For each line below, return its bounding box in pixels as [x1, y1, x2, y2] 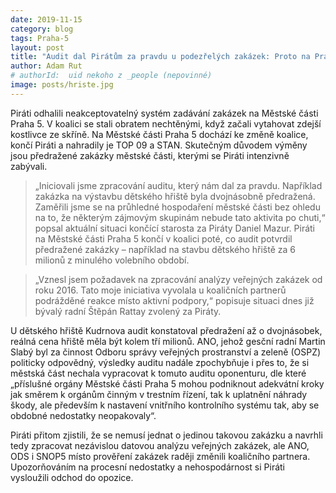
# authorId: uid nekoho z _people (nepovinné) [10, 71, 213, 81]
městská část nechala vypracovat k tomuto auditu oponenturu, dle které [10, 367, 307, 379]
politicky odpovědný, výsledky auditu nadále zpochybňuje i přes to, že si [10, 356, 310, 368]
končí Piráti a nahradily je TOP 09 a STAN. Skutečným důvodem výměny [10, 139, 308, 151]
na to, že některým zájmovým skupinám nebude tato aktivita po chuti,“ [34, 211, 326, 223]
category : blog [10, 24, 74, 34]
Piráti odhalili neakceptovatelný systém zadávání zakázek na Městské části [10, 107, 319, 119]
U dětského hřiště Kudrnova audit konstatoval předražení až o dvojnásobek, [10, 324, 323, 336]
